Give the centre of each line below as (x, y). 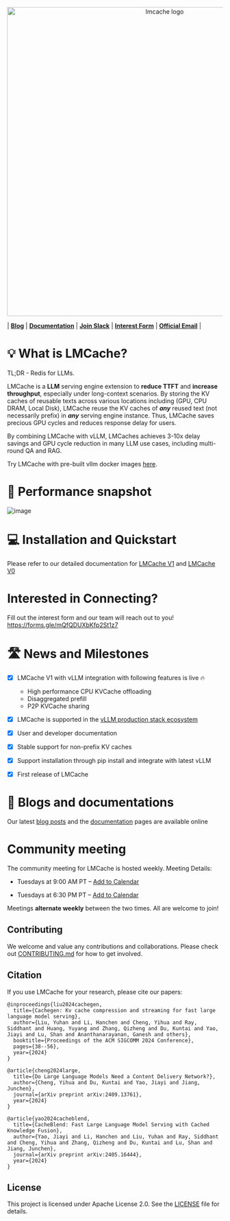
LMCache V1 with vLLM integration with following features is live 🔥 (111, 677)
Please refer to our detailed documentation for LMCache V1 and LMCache (111, 563)
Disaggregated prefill (57, 698)
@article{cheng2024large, (44, 1071)
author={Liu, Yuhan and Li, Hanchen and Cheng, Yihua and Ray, (105, 1023)
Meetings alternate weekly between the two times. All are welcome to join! (113, 908)
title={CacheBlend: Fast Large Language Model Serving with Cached (112, 1125)
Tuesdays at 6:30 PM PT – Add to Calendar (78, 895)
